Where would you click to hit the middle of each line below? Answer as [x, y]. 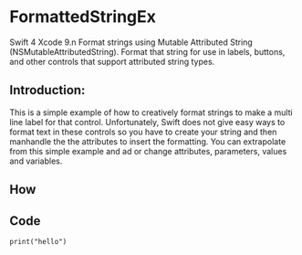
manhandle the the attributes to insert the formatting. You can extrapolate [148, 141]
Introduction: [47, 90]
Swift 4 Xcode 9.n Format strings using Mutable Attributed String [131, 42]
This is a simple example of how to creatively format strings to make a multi [151, 112]
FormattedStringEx [83, 17]
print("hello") [38, 241]
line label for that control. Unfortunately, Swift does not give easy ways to [147, 122]
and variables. [36, 161]
